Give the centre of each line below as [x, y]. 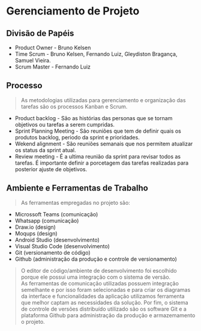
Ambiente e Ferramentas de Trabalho [77, 188]
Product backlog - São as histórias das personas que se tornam [94, 118]
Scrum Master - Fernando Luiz [53, 67]
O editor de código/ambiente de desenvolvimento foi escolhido [99, 270]
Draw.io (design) [35, 227]
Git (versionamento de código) [53, 252]
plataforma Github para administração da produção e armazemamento [108, 315]
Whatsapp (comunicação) [47, 220]
